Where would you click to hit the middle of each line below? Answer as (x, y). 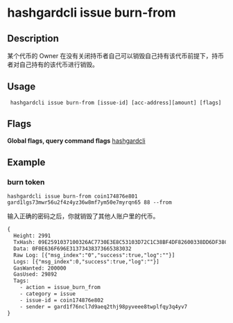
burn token (26, 182)
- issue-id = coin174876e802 (62, 300)
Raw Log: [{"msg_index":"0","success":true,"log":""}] (94, 255)
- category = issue (48, 294)
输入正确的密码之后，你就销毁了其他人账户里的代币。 (83, 216)
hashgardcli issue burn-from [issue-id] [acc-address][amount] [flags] (116, 103)
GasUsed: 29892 (35, 274)
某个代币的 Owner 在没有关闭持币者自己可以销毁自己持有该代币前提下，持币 (115, 56)
